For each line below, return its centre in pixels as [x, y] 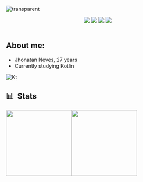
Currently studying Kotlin [44, 66]
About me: [26, 46]
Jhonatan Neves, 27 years [46, 60]
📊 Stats [22, 96]
